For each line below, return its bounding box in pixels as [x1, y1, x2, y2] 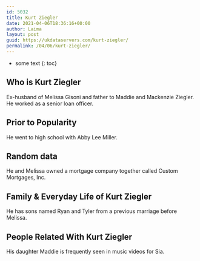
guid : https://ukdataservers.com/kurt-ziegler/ [6, 37, 129, 43]
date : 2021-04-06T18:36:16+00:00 [6, 20, 91, 26]
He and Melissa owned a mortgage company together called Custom [6, 167, 178, 175]
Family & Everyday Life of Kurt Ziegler [6, 191, 152, 201]
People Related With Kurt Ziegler [6, 232, 132, 242]
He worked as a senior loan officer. [6, 100, 94, 107]
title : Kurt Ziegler [6, 15, 59, 21]
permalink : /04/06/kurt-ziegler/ [6, 43, 91, 49]
